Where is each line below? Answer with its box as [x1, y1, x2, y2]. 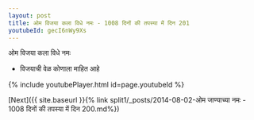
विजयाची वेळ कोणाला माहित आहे [19, 64, 100, 74]
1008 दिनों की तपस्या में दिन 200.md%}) [8, 104, 120, 114]
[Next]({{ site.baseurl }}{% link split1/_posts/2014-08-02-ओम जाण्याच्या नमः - [8, 95, 246, 105]
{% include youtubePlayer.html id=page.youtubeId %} [8, 80, 185, 90]
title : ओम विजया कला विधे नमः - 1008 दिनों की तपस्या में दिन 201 [8, 19, 190, 27]
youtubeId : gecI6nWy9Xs [8, 26, 87, 34]
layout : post [8, 11, 52, 20]
